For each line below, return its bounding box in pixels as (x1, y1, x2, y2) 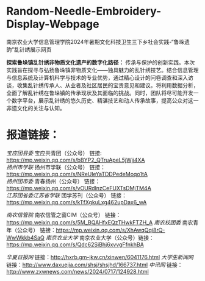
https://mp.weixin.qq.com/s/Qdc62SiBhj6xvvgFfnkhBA (6, 241, 145, 248)
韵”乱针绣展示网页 (6, 46, 52, 53)
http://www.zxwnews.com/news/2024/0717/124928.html (6, 268, 149, 275)
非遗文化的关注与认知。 (6, 104, 65, 112)
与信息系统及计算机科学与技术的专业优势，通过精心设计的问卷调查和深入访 (6, 74, 193, 81)
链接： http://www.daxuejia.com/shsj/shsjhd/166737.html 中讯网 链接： (6, 261, 183, 268)
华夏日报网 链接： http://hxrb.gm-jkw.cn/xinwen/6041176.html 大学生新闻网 (6, 253, 194, 260)
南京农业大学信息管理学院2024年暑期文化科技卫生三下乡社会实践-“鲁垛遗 (6, 38, 190, 45)
